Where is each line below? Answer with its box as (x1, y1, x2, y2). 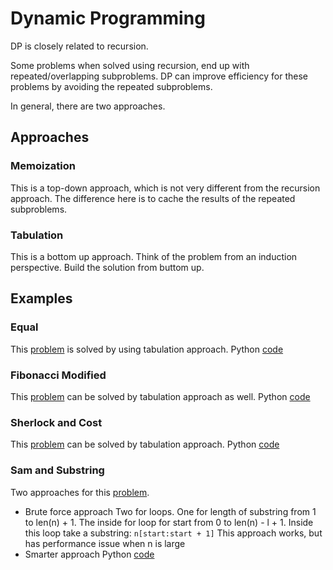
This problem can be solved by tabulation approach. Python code (10, 438, 280, 451)
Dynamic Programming (10, 7, 206, 30)
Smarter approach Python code (24, 548, 155, 560)
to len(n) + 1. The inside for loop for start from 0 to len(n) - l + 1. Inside (24, 516, 314, 528)
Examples (10, 290, 73, 307)
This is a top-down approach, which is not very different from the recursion (10, 182, 321, 194)
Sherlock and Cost (10, 415, 103, 429)
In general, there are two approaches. (10, 100, 166, 112)
